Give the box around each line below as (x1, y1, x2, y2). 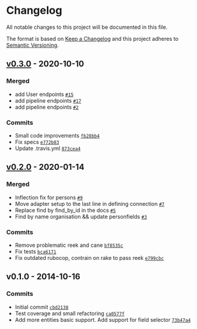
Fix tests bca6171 (14, 247, 56, 255)
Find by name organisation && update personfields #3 (14, 213, 147, 220)
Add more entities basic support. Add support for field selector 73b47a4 (14, 316, 191, 323)
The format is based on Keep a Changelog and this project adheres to (6, 35, 179, 42)
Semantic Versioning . (6, 41, 59, 49)
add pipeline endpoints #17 (14, 97, 82, 104)
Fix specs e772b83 (14, 138, 59, 145)
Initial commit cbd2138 (14, 303, 69, 310)
